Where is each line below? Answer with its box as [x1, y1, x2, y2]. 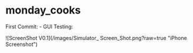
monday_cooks [5, 4, 81, 17]
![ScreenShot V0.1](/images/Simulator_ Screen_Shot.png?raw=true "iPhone [5, 34, 187, 41]
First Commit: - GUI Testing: [5, 23, 74, 30]
